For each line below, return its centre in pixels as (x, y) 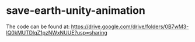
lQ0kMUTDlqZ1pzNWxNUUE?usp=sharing (57, 32)
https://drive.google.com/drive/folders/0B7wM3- (130, 26)
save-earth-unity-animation (76, 11)
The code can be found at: (38, 26)
